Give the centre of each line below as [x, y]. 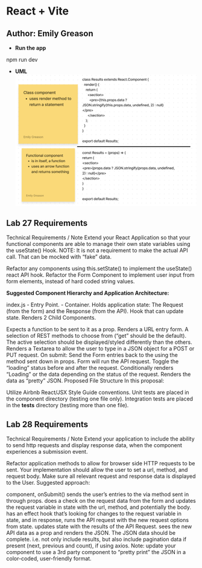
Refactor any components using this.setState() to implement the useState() [99, 269]
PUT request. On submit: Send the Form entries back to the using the [92, 355]
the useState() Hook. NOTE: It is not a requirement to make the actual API [97, 250]
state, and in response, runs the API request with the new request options [97, 520]
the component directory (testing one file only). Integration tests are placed [100, 399]
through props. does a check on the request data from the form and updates [101, 501]
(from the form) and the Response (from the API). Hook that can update [95, 311]
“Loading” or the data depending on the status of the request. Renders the [99, 374]
